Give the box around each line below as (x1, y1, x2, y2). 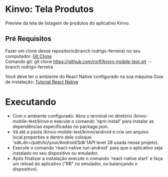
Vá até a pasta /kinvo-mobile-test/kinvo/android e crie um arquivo (12, 128, 149, 134)
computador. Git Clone (5, 53, 52, 59)
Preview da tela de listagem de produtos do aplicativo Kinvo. (5, 20, 130, 26)
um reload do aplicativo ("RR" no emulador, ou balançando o (12, 160, 138, 166)
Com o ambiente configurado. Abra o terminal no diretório (12, 112, 132, 118)
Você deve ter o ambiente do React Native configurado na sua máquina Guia (5, 73, 163, 79)
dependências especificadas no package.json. (12, 123, 109, 129)
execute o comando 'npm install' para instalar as (54, 118, 154, 124)
